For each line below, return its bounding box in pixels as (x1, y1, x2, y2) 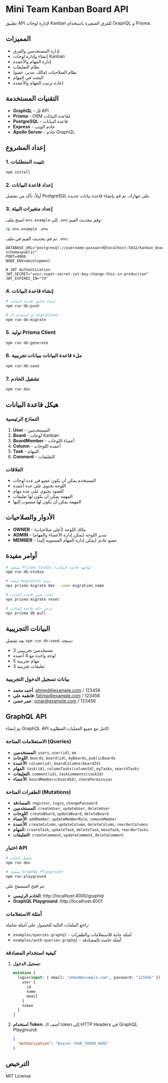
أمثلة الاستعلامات (5, 910, 42, 917)
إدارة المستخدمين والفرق (12, 48, 60, 54)
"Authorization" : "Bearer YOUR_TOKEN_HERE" (17, 1041, 109, 1046)
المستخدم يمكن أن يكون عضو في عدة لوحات (12, 477, 96, 483)
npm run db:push (5, 303, 39, 308)
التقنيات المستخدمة (5, 94, 59, 103)
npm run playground (5, 874, 46, 879)
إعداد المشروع (5, 143, 45, 152)
